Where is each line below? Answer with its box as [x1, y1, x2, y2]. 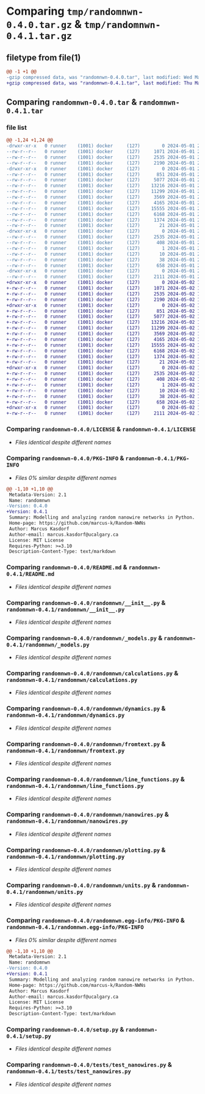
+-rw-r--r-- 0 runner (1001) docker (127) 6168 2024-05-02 [6, 348, 195, 354]
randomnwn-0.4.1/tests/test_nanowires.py [6, 1068, 131, 1075]
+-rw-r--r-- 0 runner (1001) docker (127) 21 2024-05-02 [6, 359, 195, 365]
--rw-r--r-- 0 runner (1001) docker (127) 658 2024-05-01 [6, 262, 195, 269]
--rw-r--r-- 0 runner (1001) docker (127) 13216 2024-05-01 [6, 182, 195, 189]
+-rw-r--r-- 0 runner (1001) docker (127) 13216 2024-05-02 [6, 320, 195, 326]
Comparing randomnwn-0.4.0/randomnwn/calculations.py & [6, 669, 179, 678]
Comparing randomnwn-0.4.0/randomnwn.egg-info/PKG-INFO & [6, 916, 185, 925]
